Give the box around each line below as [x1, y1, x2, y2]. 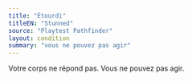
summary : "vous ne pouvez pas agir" [8, 42, 131, 50]
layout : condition [8, 34, 70, 43]
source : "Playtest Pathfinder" [8, 26, 113, 34]
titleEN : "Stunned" [8, 19, 74, 27]
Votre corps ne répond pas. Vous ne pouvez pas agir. [8, 63, 185, 73]
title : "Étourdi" [8, 11, 67, 20]
